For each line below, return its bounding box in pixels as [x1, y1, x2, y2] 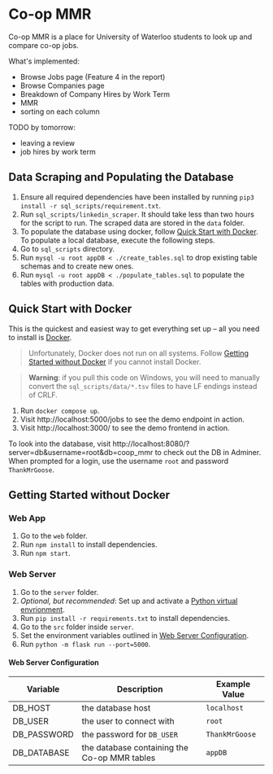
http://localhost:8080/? [112, 439, 190, 448]
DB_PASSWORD [12, 728, 75, 740]
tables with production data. [19, 278, 115, 288]
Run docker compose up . [19, 405, 100, 415]
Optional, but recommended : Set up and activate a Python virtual [19, 596, 238, 606]
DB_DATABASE [12, 746, 70, 758]
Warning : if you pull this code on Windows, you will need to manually [28, 372, 260, 383]
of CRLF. [28, 390, 58, 400]
